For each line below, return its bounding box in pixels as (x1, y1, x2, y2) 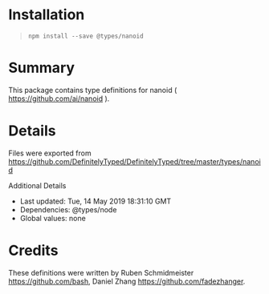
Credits (8, 242, 59, 260)
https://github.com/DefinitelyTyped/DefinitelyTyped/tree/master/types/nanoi (8, 156, 261, 166)
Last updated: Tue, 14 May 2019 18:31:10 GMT (19, 196, 172, 206)
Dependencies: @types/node (19, 204, 117, 214)
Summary (8, 58, 75, 77)
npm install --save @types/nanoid (27, 32, 144, 40)
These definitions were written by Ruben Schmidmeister (8, 268, 194, 277)
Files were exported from (8, 148, 92, 158)
